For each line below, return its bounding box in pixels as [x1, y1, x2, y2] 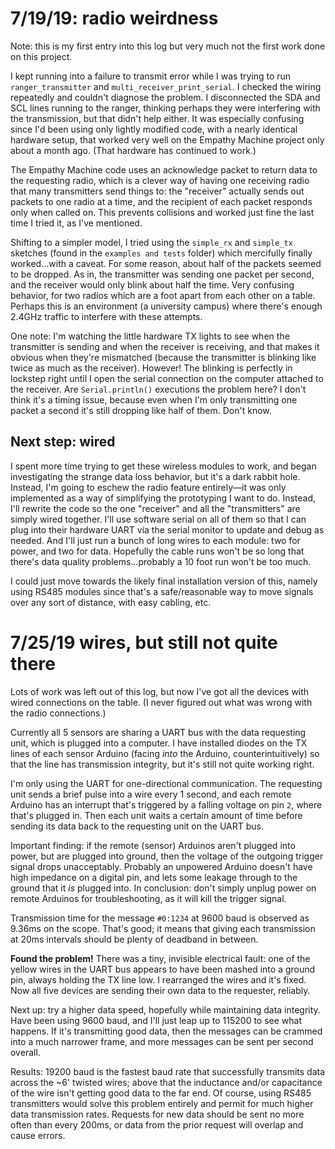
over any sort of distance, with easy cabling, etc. [10, 596, 212, 608]
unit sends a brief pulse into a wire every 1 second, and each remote [10, 788, 292, 800]
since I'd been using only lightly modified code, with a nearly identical [10, 123, 298, 135]
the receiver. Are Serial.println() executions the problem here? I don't [10, 383, 307, 395]
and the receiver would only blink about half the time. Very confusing [10, 278, 295, 291]
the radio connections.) [10, 707, 107, 719]
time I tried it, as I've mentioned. [10, 217, 143, 229]
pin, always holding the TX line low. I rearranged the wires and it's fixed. [10, 973, 307, 986]
